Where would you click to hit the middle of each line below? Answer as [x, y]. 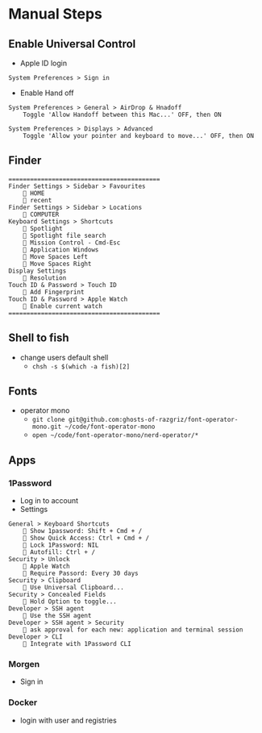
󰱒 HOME [34, 193]
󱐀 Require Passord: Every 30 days [81, 573]
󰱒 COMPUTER [41, 214]
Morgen [24, 664]
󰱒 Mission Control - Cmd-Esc [72, 243]
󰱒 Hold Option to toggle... [70, 602]
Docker [23, 702]
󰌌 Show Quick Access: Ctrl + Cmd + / [86, 538]
